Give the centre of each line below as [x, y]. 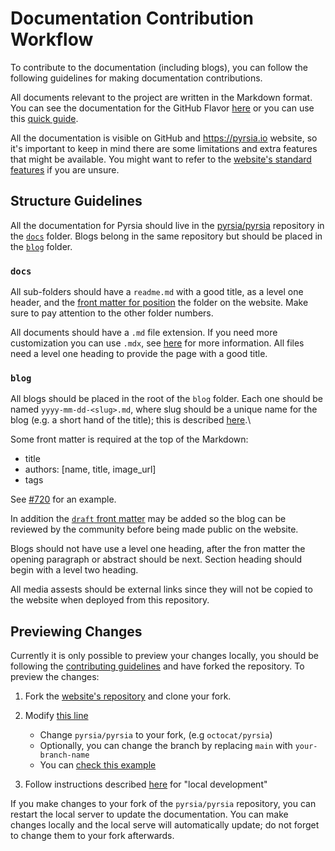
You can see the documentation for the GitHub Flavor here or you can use [162, 108]
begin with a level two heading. [74, 570]
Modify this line [56, 716]
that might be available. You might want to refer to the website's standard [161, 159]
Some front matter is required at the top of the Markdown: [129, 439]
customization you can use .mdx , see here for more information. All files [157, 343]
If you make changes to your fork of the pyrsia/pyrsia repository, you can [163, 804]
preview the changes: [55, 677]
